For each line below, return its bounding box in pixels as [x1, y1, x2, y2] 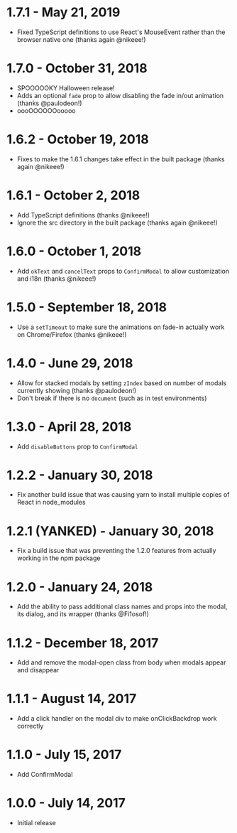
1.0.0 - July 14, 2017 [6, 795, 126, 811]
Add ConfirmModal [16, 770, 73, 779]
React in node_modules [16, 498, 86, 507]
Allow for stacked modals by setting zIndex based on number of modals [16, 378, 227, 387]
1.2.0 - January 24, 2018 [6, 579, 153, 595]
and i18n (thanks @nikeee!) [16, 274, 97, 283]
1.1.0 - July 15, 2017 [6, 747, 122, 763]
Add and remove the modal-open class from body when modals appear [16, 658, 226, 667]
